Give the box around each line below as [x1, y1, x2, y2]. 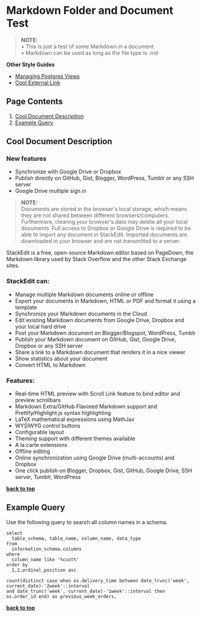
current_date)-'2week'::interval [6, 583, 90, 589]
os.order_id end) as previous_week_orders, [6, 593, 117, 600]
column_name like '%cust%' [11, 556, 79, 563]
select [6, 530, 23, 536]
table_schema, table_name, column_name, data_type [11, 535, 141, 542]
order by [6, 562, 28, 568]
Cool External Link [14, 79, 61, 86]
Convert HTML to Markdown [14, 361, 86, 369]
